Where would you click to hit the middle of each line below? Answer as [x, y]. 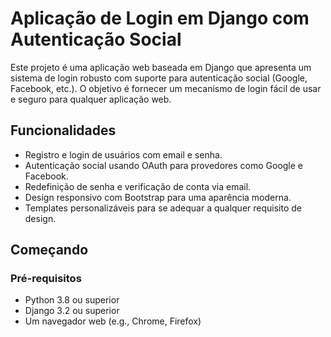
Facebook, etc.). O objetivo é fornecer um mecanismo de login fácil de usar [166, 88]
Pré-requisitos [46, 279]
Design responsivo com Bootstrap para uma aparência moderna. [158, 197]
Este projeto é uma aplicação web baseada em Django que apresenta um [161, 67]
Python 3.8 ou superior [72, 300]
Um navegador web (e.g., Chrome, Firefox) [113, 321]
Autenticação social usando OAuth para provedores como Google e [164, 165]
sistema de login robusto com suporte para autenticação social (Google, [159, 78]
